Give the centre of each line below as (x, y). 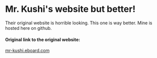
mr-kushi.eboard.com (27, 51)
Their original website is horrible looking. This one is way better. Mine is (79, 23)
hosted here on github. (29, 28)
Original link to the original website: (43, 39)
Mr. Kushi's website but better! (70, 9)
